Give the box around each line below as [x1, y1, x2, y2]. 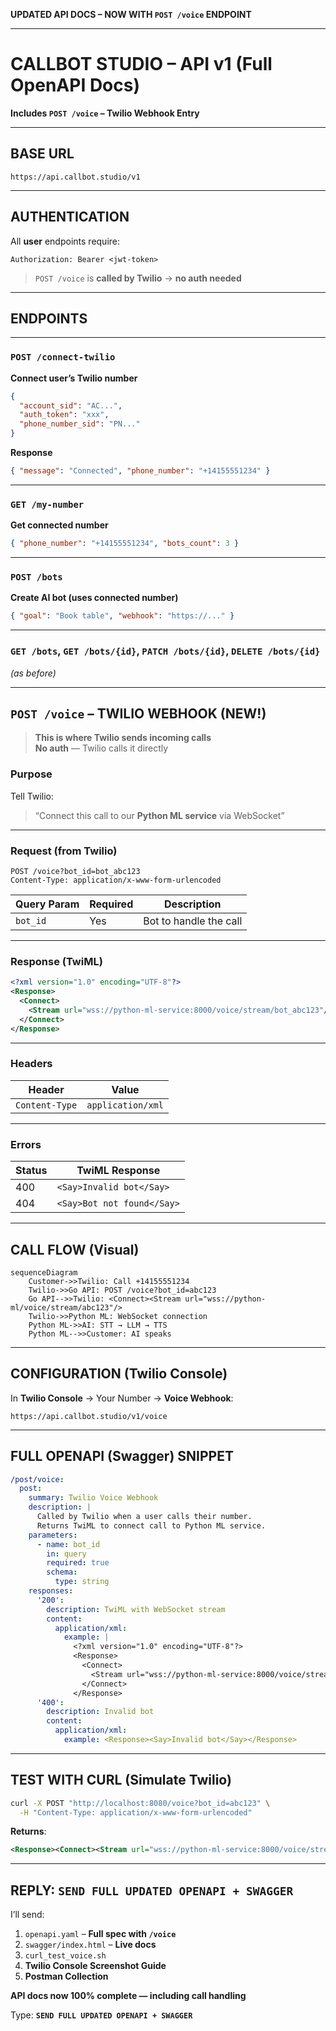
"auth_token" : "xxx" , [19, 410, 110, 420]
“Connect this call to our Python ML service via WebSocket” [34, 809, 285, 821]
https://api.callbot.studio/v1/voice [10, 1411, 168, 1421]
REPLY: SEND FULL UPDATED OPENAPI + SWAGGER [10, 1882, 294, 1899]
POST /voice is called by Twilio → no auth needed [34, 272, 242, 284]
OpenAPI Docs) [10, 74, 140, 97]
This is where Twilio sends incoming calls [34, 732, 212, 744]
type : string [54, 1577, 110, 1587]
